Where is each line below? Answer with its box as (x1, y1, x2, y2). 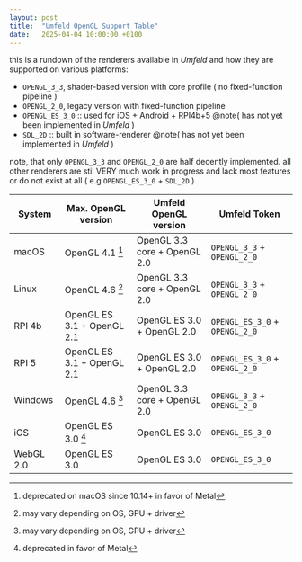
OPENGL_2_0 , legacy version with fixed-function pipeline (22, 101, 226, 112)
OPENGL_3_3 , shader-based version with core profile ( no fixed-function (22, 82, 283, 93)
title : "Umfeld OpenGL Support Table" (9, 22, 159, 31)
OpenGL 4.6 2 (64, 281, 124, 297)
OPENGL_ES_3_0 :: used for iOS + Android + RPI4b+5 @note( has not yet (22, 110, 283, 121)
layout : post (9, 13, 58, 22)
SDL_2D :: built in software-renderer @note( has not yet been (22, 129, 244, 140)
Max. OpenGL (66, 202, 126, 215)
